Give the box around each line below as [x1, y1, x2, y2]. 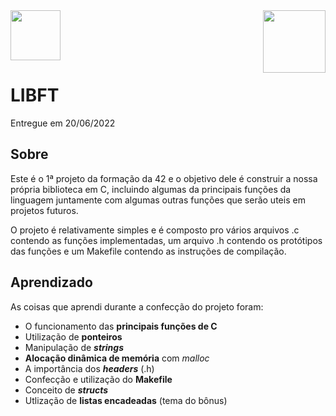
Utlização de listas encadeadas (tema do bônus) [24, 394, 228, 406]
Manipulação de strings [24, 341, 125, 353]
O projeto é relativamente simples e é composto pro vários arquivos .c [10, 224, 300, 236]
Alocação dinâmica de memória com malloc [24, 352, 210, 364]
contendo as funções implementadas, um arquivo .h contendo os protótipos [10, 234, 323, 246]
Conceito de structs [24, 384, 109, 396]
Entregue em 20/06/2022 [10, 117, 116, 129]
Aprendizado [10, 274, 93, 291]
